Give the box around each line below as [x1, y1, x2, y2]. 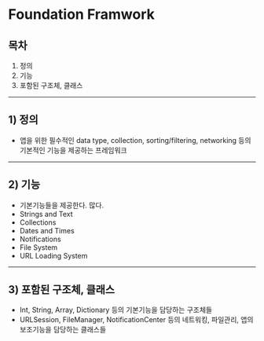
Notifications [19, 234, 61, 244]
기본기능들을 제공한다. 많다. [19, 200, 104, 210]
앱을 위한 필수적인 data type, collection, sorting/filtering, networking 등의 [19, 135, 251, 145]
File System [19, 242, 58, 252]
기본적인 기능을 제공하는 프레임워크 [19, 145, 127, 155]
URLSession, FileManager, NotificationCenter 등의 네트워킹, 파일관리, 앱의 [19, 315, 254, 324]
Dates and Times [19, 225, 75, 235]
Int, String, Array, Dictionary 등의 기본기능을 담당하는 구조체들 [19, 305, 213, 315]
